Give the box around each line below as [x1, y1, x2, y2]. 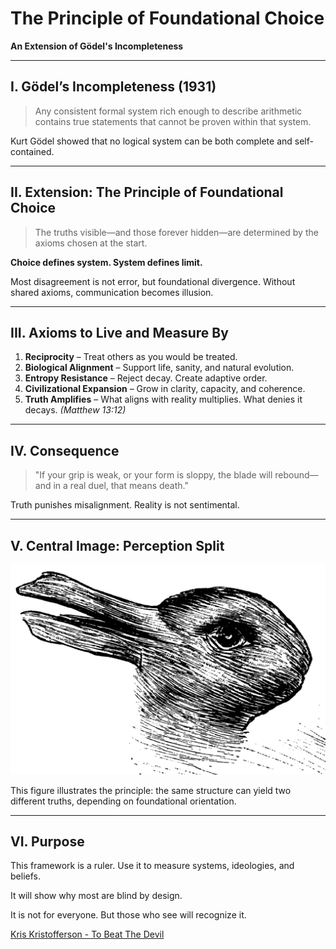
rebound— [274, 469, 319, 481]
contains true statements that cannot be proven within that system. [34, 115, 312, 127]
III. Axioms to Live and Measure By [10, 324, 229, 341]
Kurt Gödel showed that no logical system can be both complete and [10, 135, 293, 147]
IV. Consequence [10, 442, 120, 459]
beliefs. [10, 870, 41, 882]
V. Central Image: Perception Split [10, 537, 225, 554]
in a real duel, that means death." [53, 480, 189, 492]
